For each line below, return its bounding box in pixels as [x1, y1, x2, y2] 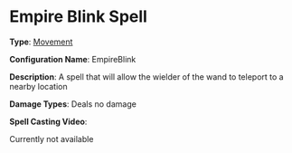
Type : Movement [9, 36, 73, 47]
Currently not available [9, 133, 94, 144]
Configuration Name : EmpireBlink [9, 53, 137, 64]
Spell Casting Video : [9, 116, 88, 127]
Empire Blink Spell [9, 6, 147, 27]
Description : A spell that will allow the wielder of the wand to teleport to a [9, 71, 284, 82]
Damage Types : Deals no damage [9, 98, 137, 110]
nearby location [9, 81, 68, 91]
